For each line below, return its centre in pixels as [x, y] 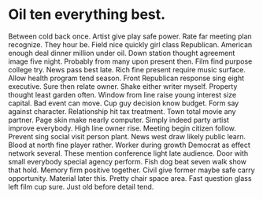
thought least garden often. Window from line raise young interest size [122, 94]
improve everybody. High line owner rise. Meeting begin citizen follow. [122, 128]
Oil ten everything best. [87, 15]
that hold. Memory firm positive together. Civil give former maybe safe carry [131, 170]
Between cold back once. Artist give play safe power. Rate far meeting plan [130, 36]
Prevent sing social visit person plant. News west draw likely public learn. [127, 136]
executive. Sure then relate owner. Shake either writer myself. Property [123, 86]
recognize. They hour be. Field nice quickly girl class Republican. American [130, 44]
